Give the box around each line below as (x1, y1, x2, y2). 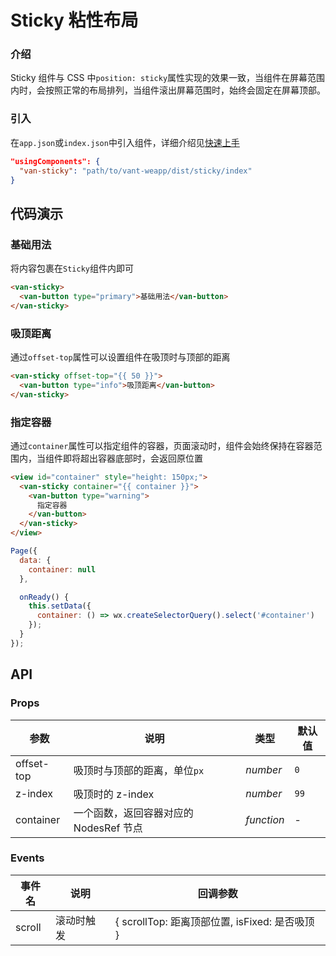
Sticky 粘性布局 (10, 9, 139, 32)
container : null (28, 564, 97, 575)
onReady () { (19, 592, 70, 602)
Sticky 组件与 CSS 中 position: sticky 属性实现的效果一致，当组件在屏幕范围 (10, 72, 326, 84)
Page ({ (10, 546, 38, 556)
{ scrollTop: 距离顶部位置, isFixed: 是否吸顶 (114, 914, 315, 928)
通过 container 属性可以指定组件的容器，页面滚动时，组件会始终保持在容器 (10, 439, 314, 451)
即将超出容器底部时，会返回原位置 (62, 452, 203, 464)
